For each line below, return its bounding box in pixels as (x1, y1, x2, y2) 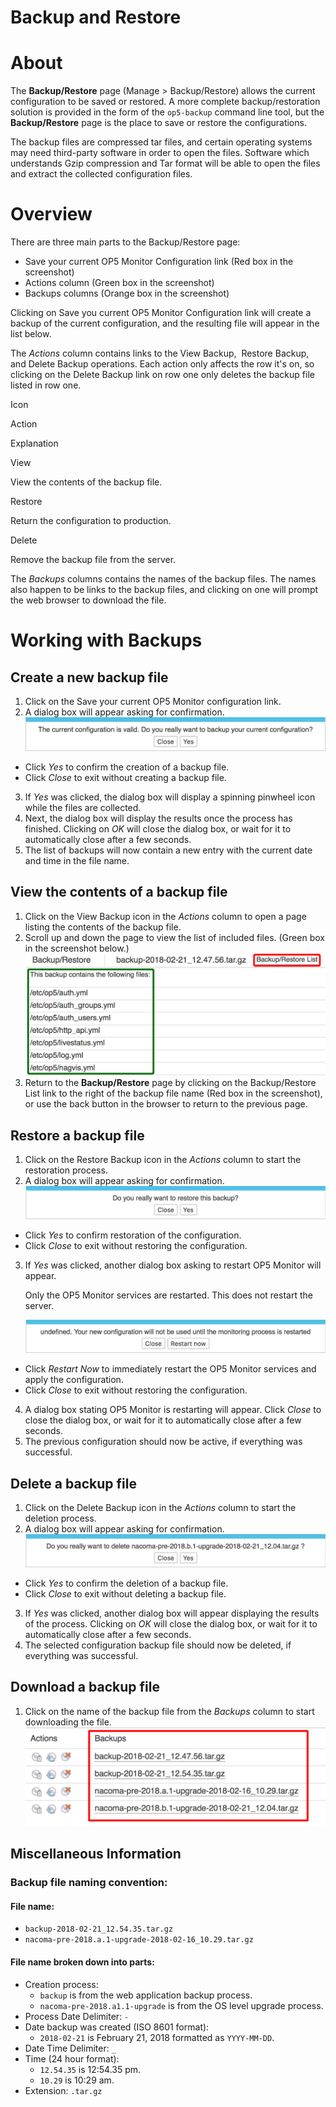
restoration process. (24, 1164, 108, 1176)
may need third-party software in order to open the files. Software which (10, 147, 310, 159)
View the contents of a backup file (10, 884, 228, 901)
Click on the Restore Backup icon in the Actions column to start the (24, 1154, 302, 1166)
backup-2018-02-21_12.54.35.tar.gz (24, 1924, 174, 1935)
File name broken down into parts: (10, 1956, 155, 1968)
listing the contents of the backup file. (24, 921, 182, 933)
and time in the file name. (24, 854, 130, 866)
